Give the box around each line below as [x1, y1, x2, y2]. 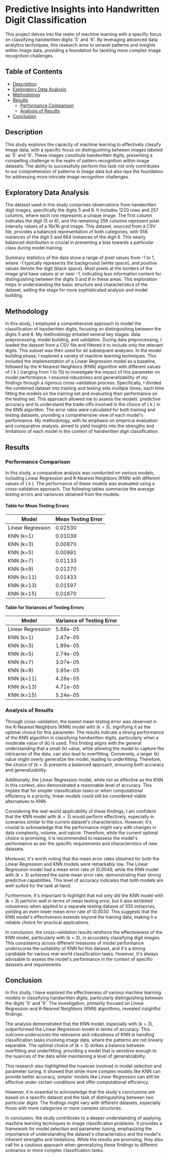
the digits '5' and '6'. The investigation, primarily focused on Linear [5, 1000, 144, 1006]
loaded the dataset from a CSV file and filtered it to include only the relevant [5, 342, 163, 348]
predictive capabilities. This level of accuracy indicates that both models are [5, 877, 163, 883]
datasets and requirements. [5, 961, 63, 967]
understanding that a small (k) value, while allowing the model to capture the [5, 745, 164, 751]
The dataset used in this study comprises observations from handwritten [5, 202, 156, 208]
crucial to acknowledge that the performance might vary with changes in [5, 824, 156, 830]
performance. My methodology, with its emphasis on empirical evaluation [5, 417, 158, 424]
